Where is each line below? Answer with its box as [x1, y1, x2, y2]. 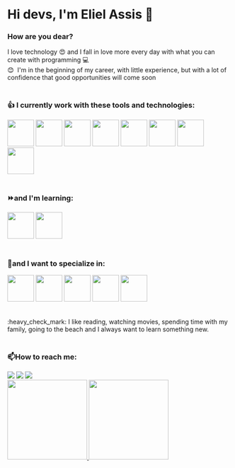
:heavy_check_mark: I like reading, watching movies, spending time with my [7, 318, 228, 326]
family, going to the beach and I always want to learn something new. [7, 325, 209, 333]
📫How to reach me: [7, 352, 77, 362]
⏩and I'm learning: [7, 193, 74, 202]
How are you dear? [7, 32, 74, 42]
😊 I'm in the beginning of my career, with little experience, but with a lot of [7, 66, 227, 74]
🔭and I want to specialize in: [7, 258, 105, 268]
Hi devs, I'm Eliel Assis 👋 [7, 6, 154, 23]
